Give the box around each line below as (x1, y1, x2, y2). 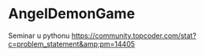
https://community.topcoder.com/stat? (71, 31, 197, 40)
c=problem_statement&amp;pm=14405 (8, 39, 136, 48)
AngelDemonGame (8, 5, 136, 23)
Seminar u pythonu (8, 31, 70, 40)
